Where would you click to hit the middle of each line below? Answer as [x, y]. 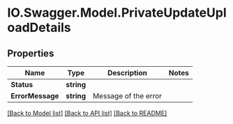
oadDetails [39, 28]
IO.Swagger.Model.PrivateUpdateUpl [117, 13]
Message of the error [128, 96]
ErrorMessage [35, 96]
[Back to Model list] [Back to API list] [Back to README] [87, 113]
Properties [31, 53]
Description [128, 73]
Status [22, 85]
